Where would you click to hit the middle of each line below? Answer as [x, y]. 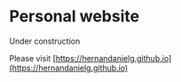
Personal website [75, 16]
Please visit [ [32, 58]
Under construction [45, 41]
